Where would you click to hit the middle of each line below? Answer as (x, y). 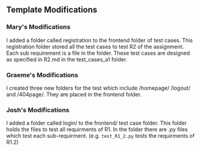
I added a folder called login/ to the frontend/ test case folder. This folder (97, 123)
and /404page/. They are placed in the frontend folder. (74, 94)
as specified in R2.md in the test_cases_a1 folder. (67, 59)
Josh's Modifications (38, 109)
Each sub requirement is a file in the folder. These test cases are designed (98, 53)
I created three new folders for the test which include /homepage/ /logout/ (98, 88)
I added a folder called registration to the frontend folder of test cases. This (100, 40)
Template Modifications (52, 10)
